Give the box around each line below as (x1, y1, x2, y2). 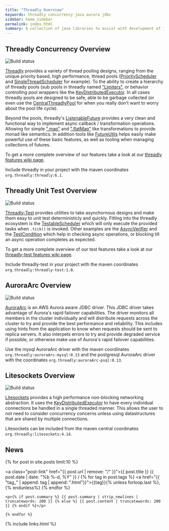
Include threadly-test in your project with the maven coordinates (5, 261, 138, 267)
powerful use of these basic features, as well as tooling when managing (5, 136, 154, 142)
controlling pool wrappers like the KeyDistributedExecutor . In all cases (5, 89, 150, 95)
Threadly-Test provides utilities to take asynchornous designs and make (5, 209, 154, 215)
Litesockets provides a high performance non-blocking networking (5, 395, 144, 401)
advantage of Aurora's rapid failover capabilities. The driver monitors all (5, 310, 154, 316)
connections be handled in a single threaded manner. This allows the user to (5, 405, 163, 411)
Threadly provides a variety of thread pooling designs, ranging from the (5, 67, 154, 73)
